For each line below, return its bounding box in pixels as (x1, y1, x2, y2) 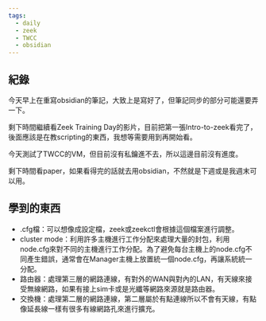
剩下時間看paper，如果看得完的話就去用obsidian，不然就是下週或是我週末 (8, 166, 250, 175)
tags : (8, 11, 26, 20)
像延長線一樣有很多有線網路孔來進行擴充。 (19, 303, 160, 313)
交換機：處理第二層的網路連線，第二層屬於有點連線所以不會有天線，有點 (19, 294, 256, 303)
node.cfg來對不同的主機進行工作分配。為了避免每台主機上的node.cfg (19, 244, 246, 253)
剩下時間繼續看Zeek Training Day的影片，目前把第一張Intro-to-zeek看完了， (8, 122, 257, 131)
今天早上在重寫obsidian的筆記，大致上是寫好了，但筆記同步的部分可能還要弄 (8, 95, 259, 104)
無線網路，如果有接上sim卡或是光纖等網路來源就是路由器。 (26, 284, 220, 293)
